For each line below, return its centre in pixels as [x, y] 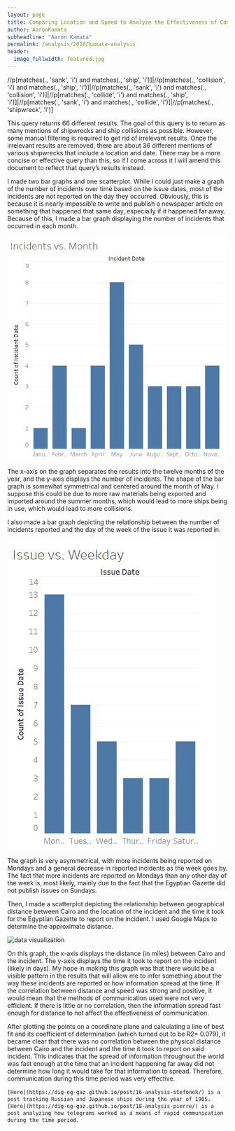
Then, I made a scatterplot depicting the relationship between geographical [116, 904]
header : [19, 52]
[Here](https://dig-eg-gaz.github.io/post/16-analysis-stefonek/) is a [114, 1092]
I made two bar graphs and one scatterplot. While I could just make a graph [116, 181]
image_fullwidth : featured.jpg [59, 59]
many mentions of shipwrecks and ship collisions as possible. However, [111, 130]
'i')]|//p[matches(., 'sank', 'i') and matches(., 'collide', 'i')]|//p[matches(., [111, 102]
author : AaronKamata [37, 29]
